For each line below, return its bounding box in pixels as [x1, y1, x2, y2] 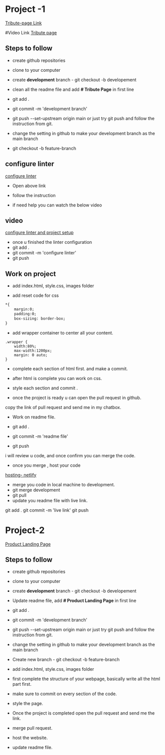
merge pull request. [12, 725, 53, 731]
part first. [12, 681, 32, 687]
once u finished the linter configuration [12, 239, 92, 245]
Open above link [12, 183, 46, 189]
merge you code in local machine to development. [12, 481, 115, 487]
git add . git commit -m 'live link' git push [5, 507, 88, 513]
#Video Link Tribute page [5, 29, 57, 35]
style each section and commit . [12, 385, 78, 391]
